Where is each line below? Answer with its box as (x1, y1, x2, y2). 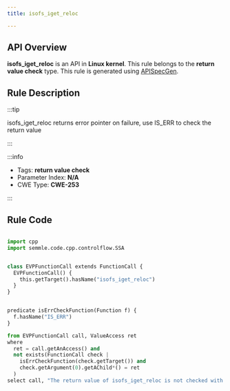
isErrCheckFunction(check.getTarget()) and (19, 358, 147, 365)
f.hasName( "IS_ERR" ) (13, 314, 72, 321)
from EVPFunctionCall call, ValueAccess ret (7, 332, 137, 339)
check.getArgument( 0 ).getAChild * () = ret (19, 364, 140, 372)
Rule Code (7, 214, 53, 226)
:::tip (7, 105, 20, 114)
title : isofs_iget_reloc (7, 10, 79, 17)
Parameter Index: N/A (17, 173, 79, 182)
